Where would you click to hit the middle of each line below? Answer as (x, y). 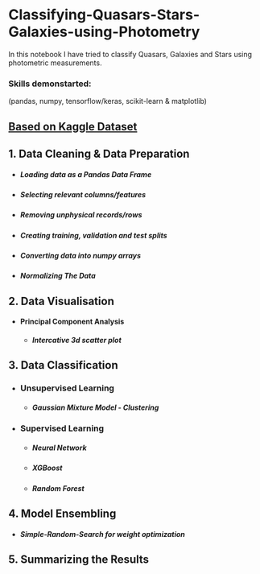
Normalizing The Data (58, 276)
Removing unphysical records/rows (81, 215)
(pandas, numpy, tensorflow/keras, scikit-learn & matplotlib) (108, 101)
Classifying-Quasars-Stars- (104, 15)
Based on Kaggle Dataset (73, 126)
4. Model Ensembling (62, 514)
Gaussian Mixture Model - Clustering (95, 407)
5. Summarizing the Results (79, 560)
